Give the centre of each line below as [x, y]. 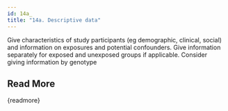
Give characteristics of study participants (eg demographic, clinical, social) [115, 40]
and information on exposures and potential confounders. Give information [114, 47]
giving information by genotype [52, 62]
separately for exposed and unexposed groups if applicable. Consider [107, 54]
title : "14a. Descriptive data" [54, 20]
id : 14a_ [20, 14]
